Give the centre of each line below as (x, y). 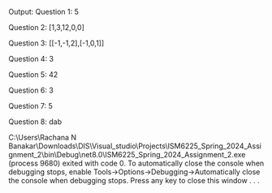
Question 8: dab (35, 122)
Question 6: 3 (31, 90)
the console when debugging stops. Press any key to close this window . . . (134, 180)
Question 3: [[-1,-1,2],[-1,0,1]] (56, 43)
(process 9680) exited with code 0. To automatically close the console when (136, 163)
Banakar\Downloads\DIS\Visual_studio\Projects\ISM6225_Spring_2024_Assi (135, 146)
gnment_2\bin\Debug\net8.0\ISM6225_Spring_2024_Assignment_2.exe (127, 154)
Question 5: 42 (33, 75)
